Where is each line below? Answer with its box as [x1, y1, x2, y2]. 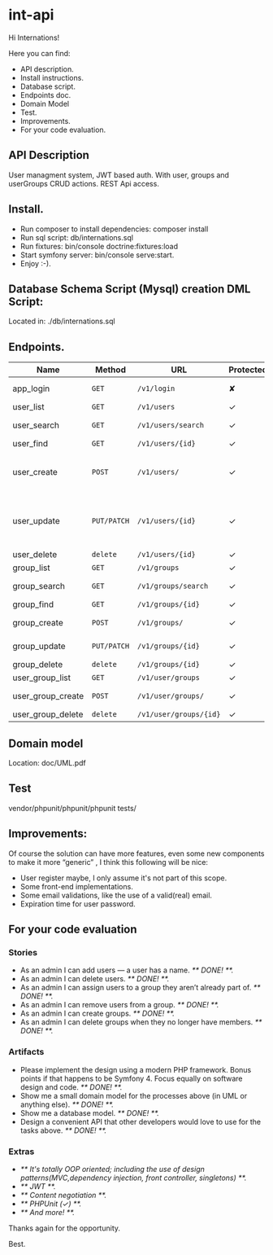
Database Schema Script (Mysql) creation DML [8, 282, 251, 296]
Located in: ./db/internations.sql [8, 316, 115, 327]
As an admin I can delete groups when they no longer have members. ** [19, 1017, 262, 1027]
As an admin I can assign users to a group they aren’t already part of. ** [19, 983, 261, 993]
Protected [228, 364, 268, 375]
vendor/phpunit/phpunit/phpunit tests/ [8, 803, 136, 813]
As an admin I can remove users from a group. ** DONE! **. [19, 1000, 219, 1010]
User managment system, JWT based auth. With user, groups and [8, 169, 230, 180]
